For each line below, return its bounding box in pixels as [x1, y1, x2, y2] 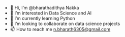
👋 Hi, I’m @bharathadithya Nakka [10, 5, 79, 10]
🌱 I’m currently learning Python [10, 15, 75, 21]
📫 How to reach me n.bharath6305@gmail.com [10, 26, 111, 32]
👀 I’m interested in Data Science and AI [10, 10, 92, 16]
